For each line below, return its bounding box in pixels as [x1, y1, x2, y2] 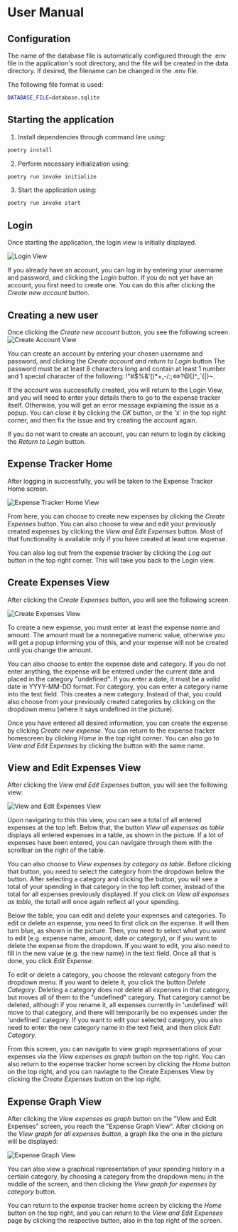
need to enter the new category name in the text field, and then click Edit [7, 1024, 221, 1032]
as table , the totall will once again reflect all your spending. [7, 898, 180, 906]
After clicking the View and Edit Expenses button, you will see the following [7, 780, 227, 790]
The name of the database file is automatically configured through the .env [7, 51, 227, 60]
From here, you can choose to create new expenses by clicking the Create [7, 511, 225, 520]
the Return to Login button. [7, 437, 87, 445]
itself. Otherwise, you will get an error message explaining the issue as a [7, 400, 219, 409]
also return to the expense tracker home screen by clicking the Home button [7, 1060, 231, 1068]
